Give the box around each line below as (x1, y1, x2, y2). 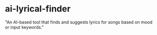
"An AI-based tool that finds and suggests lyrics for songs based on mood (5, 19, 153, 25)
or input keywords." (5, 24, 44, 30)
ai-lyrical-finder (5, 3, 71, 14)
